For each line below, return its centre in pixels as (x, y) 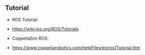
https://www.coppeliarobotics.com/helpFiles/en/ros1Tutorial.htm (76, 47)
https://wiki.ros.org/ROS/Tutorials (45, 29)
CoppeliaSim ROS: (30, 38)
